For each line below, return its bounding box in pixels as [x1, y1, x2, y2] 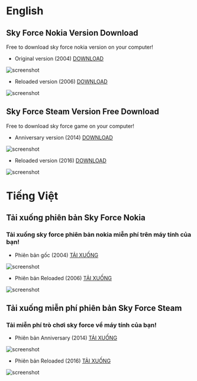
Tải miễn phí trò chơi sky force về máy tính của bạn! [6, 321, 157, 329]
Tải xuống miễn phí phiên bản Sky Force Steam [6, 303, 182, 313]
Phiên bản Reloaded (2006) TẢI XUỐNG [14, 274, 112, 281]
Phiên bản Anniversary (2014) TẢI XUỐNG [14, 334, 117, 342]
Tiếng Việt [6, 189, 59, 202]
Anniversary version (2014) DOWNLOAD [14, 134, 114, 141]
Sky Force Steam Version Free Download [6, 107, 160, 117]
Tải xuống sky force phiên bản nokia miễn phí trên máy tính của [6, 230, 191, 239]
